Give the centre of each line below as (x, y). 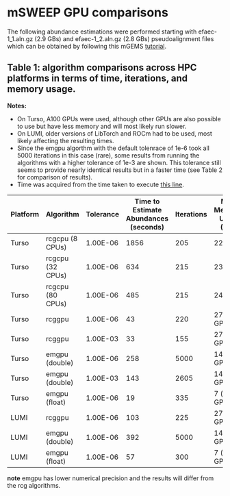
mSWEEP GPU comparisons (88, 13)
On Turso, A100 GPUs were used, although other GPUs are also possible (119, 119)
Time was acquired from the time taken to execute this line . (101, 184)
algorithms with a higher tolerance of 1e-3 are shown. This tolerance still (119, 162)
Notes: (17, 106)
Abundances (147, 219)
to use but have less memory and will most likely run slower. (102, 126)
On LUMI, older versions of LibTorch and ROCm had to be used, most (114, 133)
